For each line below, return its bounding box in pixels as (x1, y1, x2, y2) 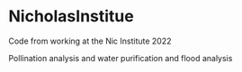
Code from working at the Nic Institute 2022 (8, 36, 172, 46)
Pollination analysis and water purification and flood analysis (8, 52, 233, 63)
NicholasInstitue (8, 6, 134, 27)
